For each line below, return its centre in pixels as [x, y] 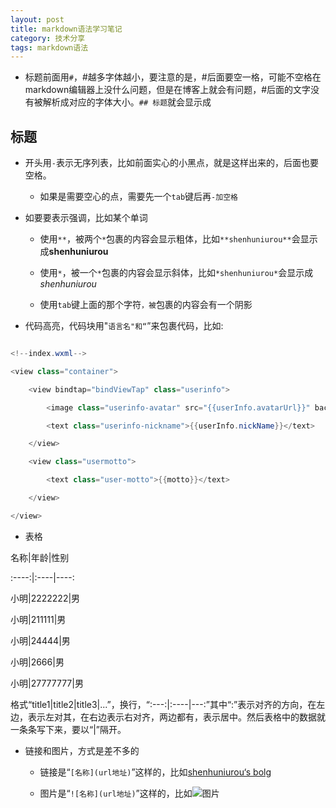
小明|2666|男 [37, 662]
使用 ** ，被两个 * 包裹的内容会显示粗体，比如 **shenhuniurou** [165, 239]
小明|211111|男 [38, 619]
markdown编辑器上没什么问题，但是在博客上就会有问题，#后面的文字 [168, 90]
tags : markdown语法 [49, 47]
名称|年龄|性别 [40, 557]
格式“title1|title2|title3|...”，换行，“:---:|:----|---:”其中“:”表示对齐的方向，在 [163, 704]
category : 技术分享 [48, 38]
